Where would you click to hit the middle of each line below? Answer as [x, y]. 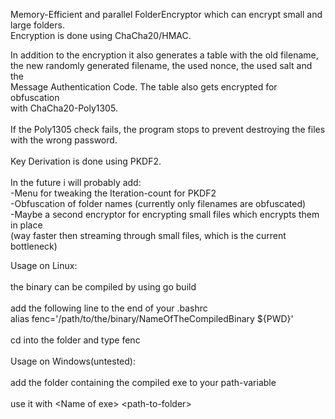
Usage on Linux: [44, 265]
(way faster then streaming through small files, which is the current [148, 235]
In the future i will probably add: [76, 182]
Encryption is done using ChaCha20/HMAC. [101, 35]
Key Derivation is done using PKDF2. [86, 161]
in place [26, 225]
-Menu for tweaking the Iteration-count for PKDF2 [113, 193]
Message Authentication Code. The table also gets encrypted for [144, 87]
